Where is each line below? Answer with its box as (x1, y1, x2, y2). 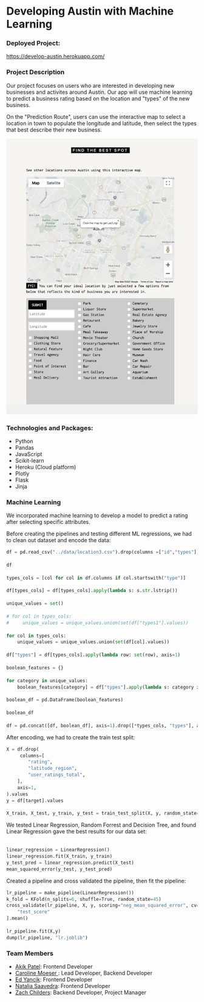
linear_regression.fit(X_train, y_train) (6, 853, 113, 859)
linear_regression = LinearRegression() (6, 847, 110, 853)
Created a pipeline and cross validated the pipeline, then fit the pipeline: (6, 877, 186, 884)
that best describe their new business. (6, 126, 102, 133)
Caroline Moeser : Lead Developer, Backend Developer (15, 970, 153, 977)
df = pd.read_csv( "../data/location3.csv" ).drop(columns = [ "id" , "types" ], (6, 549, 200, 556)
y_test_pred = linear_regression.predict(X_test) (6, 859, 135, 866)
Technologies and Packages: (6, 423, 93, 432)
